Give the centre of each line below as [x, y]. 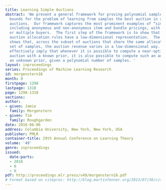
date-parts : [22, 157]
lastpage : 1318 [21, 88]
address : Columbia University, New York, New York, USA [64, 129]
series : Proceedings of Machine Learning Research [58, 70]
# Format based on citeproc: [35, 180]
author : [13, 102]
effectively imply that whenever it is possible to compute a [75, 51]
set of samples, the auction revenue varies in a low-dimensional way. [85, 47]
